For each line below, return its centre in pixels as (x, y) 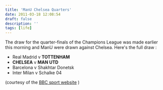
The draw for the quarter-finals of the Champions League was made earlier (81, 42)
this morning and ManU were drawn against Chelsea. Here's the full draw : (81, 47)
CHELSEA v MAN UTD (35, 62)
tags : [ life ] (19, 28)
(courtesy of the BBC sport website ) (42, 83)
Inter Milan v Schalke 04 (37, 73)
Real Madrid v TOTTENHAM (41, 57)
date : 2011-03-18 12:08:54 (33, 14)
